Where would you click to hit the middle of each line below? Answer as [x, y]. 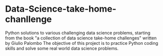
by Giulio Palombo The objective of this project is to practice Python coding [82, 43]
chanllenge [29, 19]
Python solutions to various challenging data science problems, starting [78, 33]
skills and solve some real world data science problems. [62, 48]
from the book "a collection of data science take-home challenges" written [81, 38]
